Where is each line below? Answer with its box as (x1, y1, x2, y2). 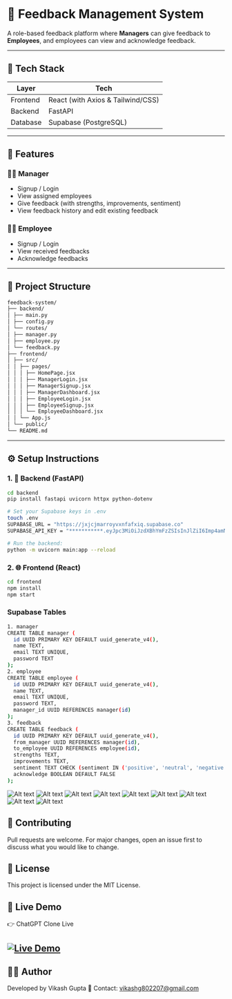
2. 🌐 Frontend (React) (7, 563, 81, 572)
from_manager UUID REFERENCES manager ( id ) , (13, 739, 140, 746)
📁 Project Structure (7, 281, 91, 293)
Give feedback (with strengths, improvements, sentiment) (17, 200, 182, 208)
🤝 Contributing (7, 817, 72, 829)
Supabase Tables (7, 608, 67, 617)
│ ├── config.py (7, 318, 54, 325)
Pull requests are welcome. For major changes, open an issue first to (7, 835, 202, 844)
